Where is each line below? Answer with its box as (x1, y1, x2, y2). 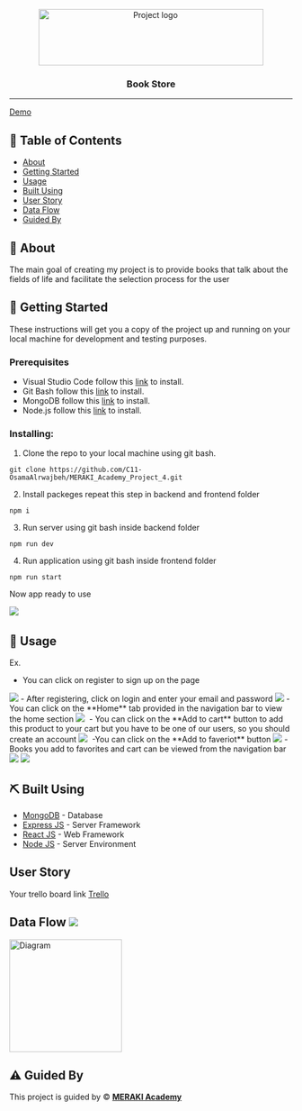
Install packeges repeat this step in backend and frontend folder (22, 489, 261, 500)
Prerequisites (9, 356, 69, 369)
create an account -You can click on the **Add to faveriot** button (9, 734, 271, 745)
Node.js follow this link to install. (22, 405, 142, 416)
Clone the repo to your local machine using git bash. (22, 448, 217, 459)
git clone (9, 465, 47, 475)
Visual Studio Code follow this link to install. (22, 377, 184, 387)
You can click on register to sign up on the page (22, 675, 200, 686)
